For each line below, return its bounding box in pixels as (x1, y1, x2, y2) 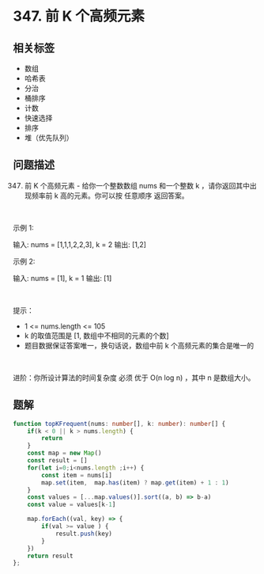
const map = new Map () (27, 449, 102, 458)
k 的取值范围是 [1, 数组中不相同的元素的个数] (24, 330, 169, 340)
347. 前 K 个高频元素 (13, 7, 145, 25)
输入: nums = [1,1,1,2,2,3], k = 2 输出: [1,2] (13, 239, 147, 249)
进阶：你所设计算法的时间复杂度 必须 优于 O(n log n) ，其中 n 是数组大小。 (13, 373, 255, 382)
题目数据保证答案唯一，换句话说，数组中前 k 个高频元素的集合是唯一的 (24, 340, 255, 350)
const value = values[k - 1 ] (27, 500, 116, 509)
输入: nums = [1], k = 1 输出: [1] (13, 273, 112, 283)
